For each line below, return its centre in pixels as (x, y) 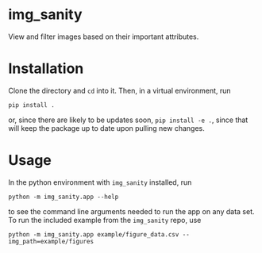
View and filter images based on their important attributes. (104, 36)
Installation (46, 69)
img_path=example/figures (51, 241)
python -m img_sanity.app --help (64, 197)
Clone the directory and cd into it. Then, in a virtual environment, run (120, 90)
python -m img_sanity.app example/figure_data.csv (94, 234)
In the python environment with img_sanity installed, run (100, 182)
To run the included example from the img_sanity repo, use (105, 220)
